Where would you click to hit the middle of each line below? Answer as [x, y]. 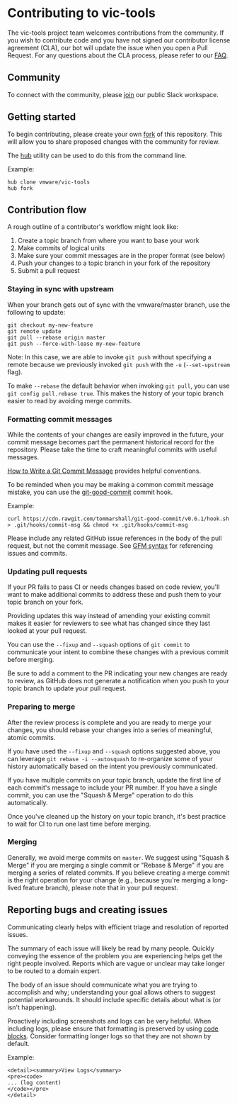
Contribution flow [47, 209]
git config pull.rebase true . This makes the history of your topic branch [116, 393]
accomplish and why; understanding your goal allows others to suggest [111, 992]
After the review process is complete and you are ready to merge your [110, 722]
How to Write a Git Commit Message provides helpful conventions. [104, 471]
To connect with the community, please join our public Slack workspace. [113, 94]
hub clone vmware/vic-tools [49, 182]
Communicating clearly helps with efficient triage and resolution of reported [118, 927]
